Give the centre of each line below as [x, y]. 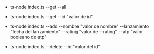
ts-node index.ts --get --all [38, 7]
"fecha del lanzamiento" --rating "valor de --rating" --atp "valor [76, 32]
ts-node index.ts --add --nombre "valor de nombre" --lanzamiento [80, 26]
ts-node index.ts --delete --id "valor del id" [55, 47]
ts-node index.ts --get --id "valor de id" [51, 17]
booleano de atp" [28, 37]
